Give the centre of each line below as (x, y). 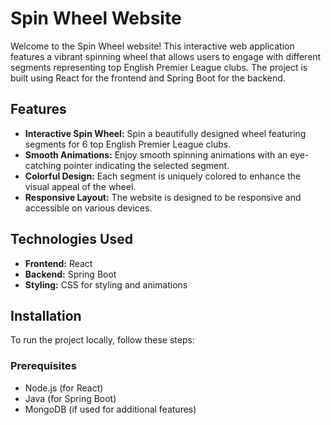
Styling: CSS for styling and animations (106, 284)
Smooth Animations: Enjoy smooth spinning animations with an (156, 154)
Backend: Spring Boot (70, 274)
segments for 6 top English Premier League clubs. (128, 144)
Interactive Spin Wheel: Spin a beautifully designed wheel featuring (165, 133)
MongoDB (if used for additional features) (110, 409)
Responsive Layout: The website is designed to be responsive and (163, 197)
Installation (46, 315)
